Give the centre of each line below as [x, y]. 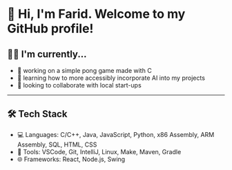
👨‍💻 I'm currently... [47, 54]
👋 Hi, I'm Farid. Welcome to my [96, 14]
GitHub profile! [50, 29]
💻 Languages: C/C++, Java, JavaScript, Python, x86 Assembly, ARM [116, 134]
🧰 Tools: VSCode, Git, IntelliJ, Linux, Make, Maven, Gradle [99, 151]
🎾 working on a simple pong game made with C [84, 71]
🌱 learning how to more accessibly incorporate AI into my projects [111, 78]
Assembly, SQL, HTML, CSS [57, 145]
